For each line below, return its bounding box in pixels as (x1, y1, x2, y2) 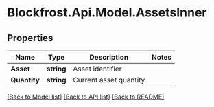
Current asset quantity (73, 75, 145, 84)
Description (89, 53, 129, 62)
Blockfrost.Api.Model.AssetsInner (7, 5, 207, 21)
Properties (7, 32, 53, 44)
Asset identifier (73, 64, 122, 73)
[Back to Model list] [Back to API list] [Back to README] (7, 93, 165, 101)
